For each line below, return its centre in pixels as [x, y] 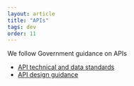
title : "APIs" [28, 20]
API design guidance [48, 75]
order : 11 [22, 33]
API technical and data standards [66, 67]
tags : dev [22, 27]
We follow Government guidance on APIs [67, 54]
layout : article [31, 14]
